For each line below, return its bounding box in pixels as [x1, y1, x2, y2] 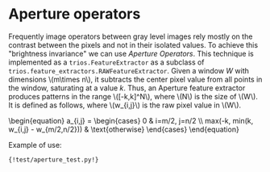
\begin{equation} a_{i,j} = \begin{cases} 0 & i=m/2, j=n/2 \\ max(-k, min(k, [8, 115, 254, 125]
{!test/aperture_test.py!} [8, 155, 99, 164]
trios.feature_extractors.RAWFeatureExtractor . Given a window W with [8, 65, 250, 75]
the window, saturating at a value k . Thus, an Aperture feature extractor [8, 82, 246, 93]
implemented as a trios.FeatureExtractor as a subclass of [8, 57, 205, 67]
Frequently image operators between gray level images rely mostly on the [8, 31, 253, 41]
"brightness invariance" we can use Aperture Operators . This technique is [8, 48, 254, 58]
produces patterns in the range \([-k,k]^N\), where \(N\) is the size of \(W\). [8, 91, 258, 101]
